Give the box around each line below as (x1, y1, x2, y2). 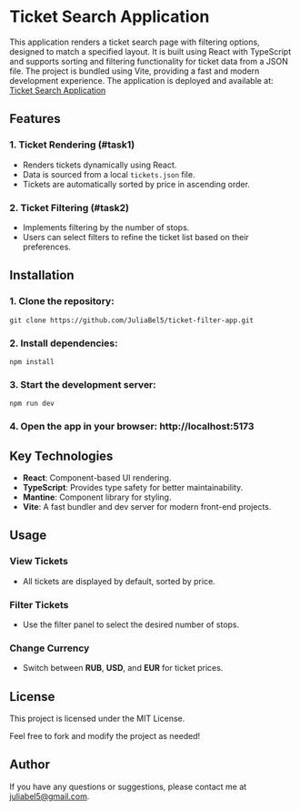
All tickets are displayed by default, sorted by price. (22, 575, 215, 586)
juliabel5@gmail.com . (9, 790, 90, 802)
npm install (9, 357, 55, 366)
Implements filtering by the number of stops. (22, 221, 190, 233)
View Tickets (9, 555, 68, 568)
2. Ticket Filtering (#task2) (9, 201, 130, 214)
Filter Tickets (9, 598, 69, 611)
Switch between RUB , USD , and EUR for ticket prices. (22, 663, 224, 674)
